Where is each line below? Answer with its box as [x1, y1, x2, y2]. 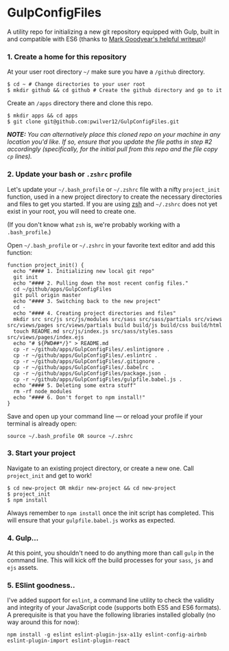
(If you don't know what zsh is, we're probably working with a [7, 220, 180, 228]
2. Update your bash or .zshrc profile [7, 170, 132, 179]
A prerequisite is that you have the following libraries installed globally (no [7, 610, 216, 619]
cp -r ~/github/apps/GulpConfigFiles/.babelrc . [13, 364, 155, 371]
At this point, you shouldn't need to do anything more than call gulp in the [7, 549, 215, 558]
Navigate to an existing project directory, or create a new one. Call [7, 464, 194, 472]
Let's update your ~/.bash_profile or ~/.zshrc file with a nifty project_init [7, 185, 221, 193]
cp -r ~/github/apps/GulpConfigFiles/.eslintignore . [13, 346, 170, 353]
